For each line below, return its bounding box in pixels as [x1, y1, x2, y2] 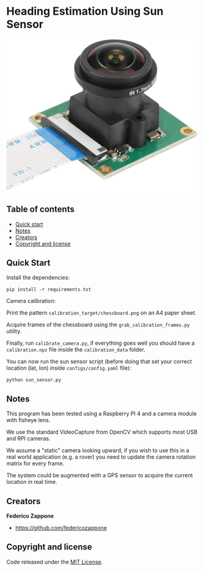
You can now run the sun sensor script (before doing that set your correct [6, 358, 192, 366]
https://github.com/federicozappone [15, 524, 107, 531]
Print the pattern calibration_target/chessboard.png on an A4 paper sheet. [6, 309, 197, 316]
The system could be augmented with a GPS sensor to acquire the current [6, 472, 194, 479]
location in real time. [6, 478, 57, 486]
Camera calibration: [6, 297, 56, 305]
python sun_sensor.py [6, 377, 62, 383]
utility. [6, 328, 22, 335]
